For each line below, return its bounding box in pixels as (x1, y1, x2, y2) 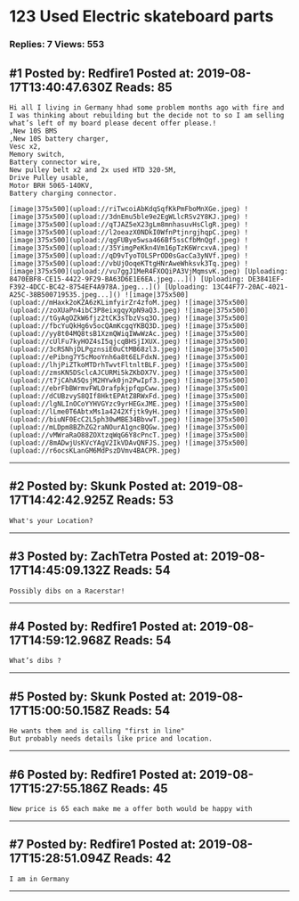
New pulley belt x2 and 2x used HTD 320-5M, (9, 165, 177, 175)
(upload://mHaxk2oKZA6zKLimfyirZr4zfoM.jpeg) (9, 298, 181, 307)
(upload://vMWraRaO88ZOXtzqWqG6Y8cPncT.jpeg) (9, 430, 181, 439)
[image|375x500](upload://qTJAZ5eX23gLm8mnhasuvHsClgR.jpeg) (9, 220, 241, 229)
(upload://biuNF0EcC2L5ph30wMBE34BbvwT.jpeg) (9, 414, 181, 424)
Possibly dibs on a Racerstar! (9, 586, 125, 595)
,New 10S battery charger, (9, 134, 109, 143)
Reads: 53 (117, 493, 174, 508)
